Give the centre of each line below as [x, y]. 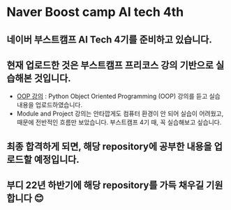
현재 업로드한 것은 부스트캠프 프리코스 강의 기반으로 [110, 65]
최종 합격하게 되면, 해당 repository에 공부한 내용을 [109, 146]
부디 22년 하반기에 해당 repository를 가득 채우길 [105, 185]
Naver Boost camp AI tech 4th [95, 12]
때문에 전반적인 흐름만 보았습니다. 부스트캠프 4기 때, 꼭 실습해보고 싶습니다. [119, 122]
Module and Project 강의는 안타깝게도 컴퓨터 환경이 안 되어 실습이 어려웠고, [120, 114]
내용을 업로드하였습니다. [50, 105]
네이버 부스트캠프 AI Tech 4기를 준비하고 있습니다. [109, 39]
